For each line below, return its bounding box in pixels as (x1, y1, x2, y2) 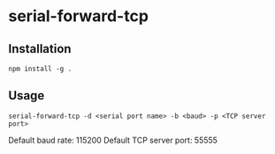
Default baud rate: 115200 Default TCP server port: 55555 (8, 135, 218, 145)
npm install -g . (8, 64, 73, 73)
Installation (8, 41, 72, 56)
